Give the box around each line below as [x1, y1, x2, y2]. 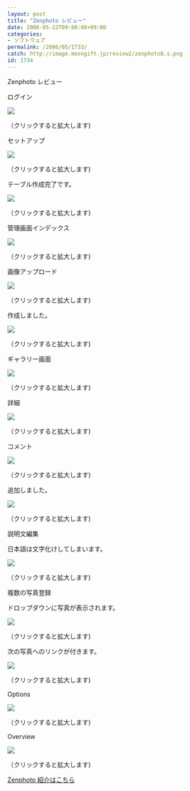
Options [7, 690, 31, 698]
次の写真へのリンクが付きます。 [7, 647, 101, 655]
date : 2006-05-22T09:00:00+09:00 [7, 24, 107, 31]
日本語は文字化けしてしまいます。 [7, 544, 107, 553]
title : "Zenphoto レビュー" [7, 17, 87, 24]
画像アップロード [7, 267, 58, 275]
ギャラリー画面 [7, 354, 51, 363]
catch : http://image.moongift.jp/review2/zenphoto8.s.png [7, 51, 183, 58]
